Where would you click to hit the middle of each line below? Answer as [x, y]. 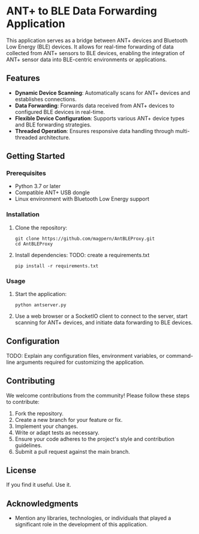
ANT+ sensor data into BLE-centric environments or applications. [87, 59]
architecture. [55, 137]
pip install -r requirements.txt [57, 266]
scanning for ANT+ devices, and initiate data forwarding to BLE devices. [104, 322]
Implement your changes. [46, 426]
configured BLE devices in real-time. [60, 111]
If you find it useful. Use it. [39, 485]
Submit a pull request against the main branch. [73, 451]
